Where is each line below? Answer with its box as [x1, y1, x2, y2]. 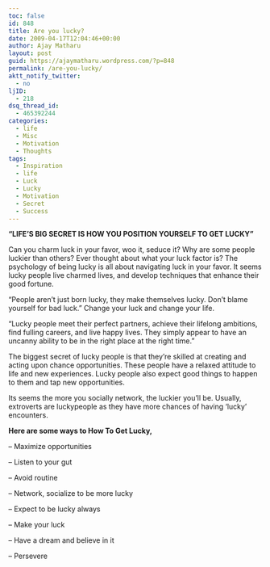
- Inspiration [15, 162, 63, 170]
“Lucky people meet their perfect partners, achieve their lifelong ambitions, [8, 319, 258, 329]
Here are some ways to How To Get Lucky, [8, 426, 153, 436]
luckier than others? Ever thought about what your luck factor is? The [8, 254, 239, 263]
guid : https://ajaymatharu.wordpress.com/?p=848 [8, 57, 175, 65]
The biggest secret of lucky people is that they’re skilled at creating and [8, 352, 247, 362]
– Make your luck [8, 520, 65, 530]
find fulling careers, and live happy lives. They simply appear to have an [8, 328, 247, 338]
